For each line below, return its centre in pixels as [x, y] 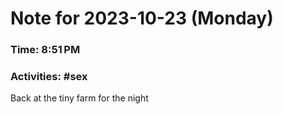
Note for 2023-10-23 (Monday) [142, 18]
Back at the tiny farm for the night [79, 98]
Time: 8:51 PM [45, 50]
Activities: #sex [49, 77]
